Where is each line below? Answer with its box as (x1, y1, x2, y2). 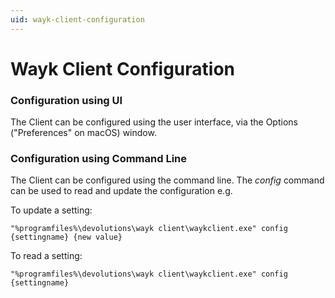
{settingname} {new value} (10, 232, 123, 243)
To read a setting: (10, 250, 83, 262)
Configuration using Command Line (10, 152, 188, 166)
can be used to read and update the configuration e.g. (10, 185, 233, 197)
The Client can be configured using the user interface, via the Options (10, 116, 298, 128)
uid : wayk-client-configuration (10, 14, 145, 25)
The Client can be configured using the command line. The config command (10, 174, 325, 186)
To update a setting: (10, 204, 93, 216)
